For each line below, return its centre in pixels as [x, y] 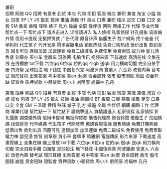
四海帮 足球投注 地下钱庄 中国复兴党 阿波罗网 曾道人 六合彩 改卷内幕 [81, 70]
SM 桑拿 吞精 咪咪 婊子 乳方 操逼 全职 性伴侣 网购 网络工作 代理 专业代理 [85, 26]
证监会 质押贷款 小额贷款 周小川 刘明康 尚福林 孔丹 [63, 82]
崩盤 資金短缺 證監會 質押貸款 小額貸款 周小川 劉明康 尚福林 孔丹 [81, 161]
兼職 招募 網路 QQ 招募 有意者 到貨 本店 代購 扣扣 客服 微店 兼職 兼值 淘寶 [81, 93]
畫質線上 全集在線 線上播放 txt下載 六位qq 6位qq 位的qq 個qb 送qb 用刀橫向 [83, 143]
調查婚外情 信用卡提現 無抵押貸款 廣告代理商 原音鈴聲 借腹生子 [83, 118]
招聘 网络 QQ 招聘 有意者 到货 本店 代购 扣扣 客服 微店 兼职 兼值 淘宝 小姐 [81, 13]
